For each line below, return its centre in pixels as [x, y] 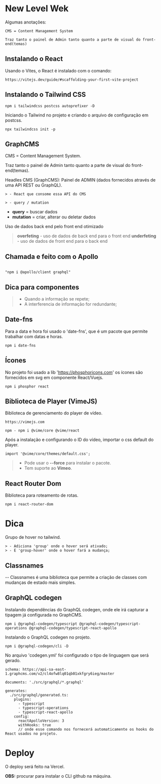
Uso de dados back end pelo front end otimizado [54, 227]
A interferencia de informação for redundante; [70, 304]
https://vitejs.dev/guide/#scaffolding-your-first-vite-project [72, 80]
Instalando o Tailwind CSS [46, 95]
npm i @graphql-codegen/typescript [41, 624]
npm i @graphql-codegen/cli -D [37, 646]
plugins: [23, 699]
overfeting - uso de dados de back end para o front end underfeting [87, 236]
